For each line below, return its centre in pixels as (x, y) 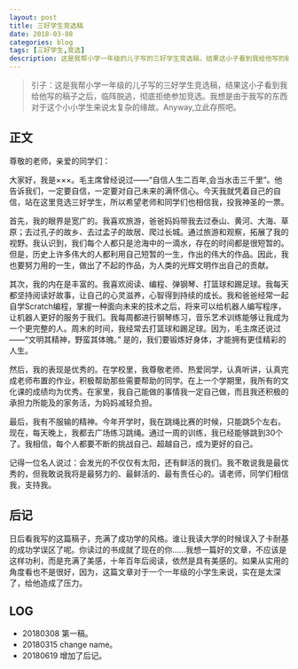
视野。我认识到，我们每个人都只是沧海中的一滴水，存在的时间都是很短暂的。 (149, 243)
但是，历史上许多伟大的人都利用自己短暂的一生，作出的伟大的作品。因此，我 (149, 254)
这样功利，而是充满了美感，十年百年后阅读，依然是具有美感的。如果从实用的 (149, 561)
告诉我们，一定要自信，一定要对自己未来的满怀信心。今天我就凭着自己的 (141, 191)
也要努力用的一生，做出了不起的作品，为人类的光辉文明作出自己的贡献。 (141, 265)
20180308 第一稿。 (57, 634)
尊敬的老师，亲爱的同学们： (60, 161)
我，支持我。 (32, 484)
